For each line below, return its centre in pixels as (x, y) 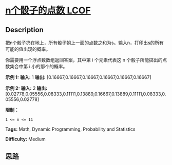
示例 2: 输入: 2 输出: (26, 88)
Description (24, 29)
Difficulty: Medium (26, 139)
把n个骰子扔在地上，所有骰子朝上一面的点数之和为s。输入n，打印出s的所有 (85, 43)
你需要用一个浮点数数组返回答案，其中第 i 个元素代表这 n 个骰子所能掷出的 (84, 60)
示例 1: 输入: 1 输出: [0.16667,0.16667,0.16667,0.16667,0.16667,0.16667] (78, 77)
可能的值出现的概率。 (28, 49)
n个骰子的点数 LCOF (48, 11)
